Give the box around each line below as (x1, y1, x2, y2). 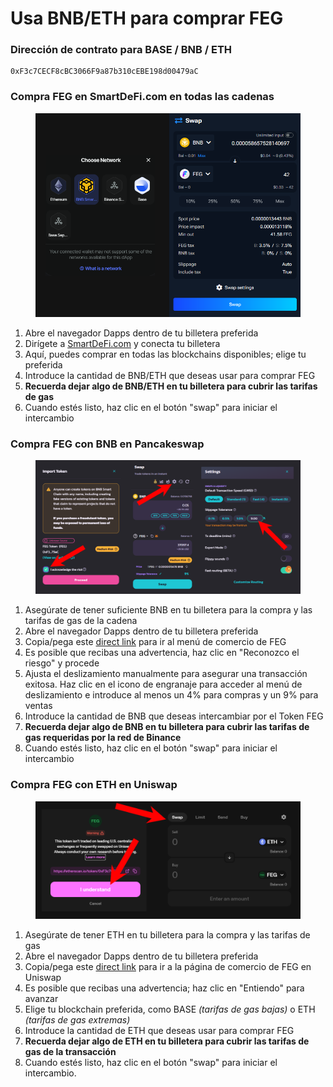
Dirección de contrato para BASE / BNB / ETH (10, 43, 233, 57)
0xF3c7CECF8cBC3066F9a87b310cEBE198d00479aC (10, 67, 199, 77)
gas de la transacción (24, 1045, 117, 1057)
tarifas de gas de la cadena (24, 615, 138, 627)
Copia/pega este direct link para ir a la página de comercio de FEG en (24, 960, 312, 972)
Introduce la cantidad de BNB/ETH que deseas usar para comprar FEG (24, 369, 316, 381)
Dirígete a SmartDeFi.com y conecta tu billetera (24, 337, 221, 349)
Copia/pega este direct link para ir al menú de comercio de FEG (24, 636, 287, 648)
